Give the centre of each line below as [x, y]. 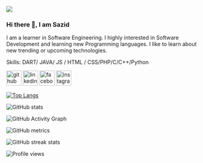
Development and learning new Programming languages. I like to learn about [101, 44]
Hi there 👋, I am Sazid [38, 24]
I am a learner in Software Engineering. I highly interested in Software [93, 38]
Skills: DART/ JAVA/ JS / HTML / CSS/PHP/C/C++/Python [78, 62]
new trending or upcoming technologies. [57, 51]
